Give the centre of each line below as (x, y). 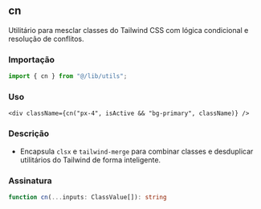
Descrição (29, 133)
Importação (31, 59)
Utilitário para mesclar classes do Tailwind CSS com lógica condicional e (128, 30)
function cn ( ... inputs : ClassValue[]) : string (88, 197)
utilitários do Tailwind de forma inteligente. (90, 160)
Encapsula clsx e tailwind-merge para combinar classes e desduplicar (137, 151)
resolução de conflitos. (46, 39)
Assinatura (30, 180)
